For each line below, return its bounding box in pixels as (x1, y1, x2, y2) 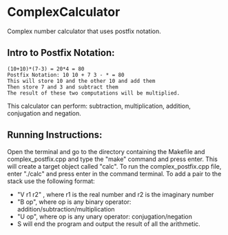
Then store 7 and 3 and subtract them (7, 84, 118, 91)
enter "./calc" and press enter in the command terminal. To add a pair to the (7, 169, 222, 178)
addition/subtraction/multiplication (17, 205, 115, 213)
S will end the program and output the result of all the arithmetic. (17, 219, 201, 228)
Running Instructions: (7, 129, 103, 141)
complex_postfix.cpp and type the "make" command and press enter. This (7, 155, 218, 163)
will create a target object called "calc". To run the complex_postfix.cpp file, (7, 162, 222, 170)
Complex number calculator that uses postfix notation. (7, 27, 161, 35)
